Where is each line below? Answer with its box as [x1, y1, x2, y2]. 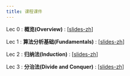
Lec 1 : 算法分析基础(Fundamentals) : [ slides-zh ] [6, 38, 125, 45]
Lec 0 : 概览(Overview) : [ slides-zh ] [6, 25, 93, 32]
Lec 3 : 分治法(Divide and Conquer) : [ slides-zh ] [6, 63, 124, 70]
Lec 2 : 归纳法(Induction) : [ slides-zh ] [6, 51, 99, 58]
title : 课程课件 [6, 8, 43, 15]
